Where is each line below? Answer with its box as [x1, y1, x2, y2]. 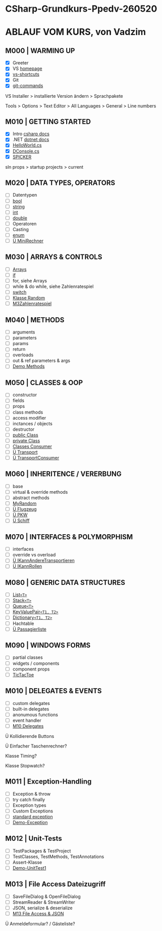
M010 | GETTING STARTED [5, 117, 91, 126]
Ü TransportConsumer [12, 455, 60, 461]
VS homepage [12, 65, 42, 71]
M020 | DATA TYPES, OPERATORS [5, 178, 115, 188]
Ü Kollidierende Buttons [5, 733, 55, 739]
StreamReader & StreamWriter [12, 899, 75, 905]
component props [12, 666, 50, 672]
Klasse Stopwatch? [5, 762, 45, 768]
